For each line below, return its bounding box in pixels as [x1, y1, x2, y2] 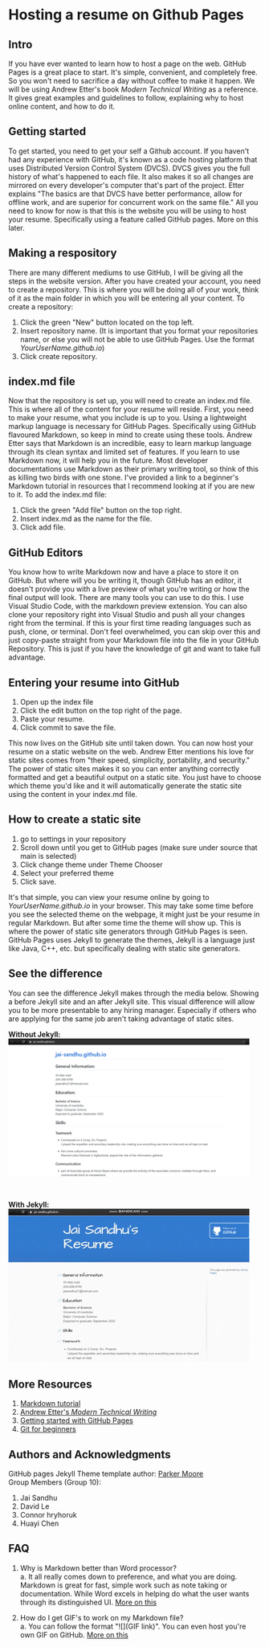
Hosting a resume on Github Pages [8, 6, 245, 24]
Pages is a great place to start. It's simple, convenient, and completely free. [8, 67, 259, 77]
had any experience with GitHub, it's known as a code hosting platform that [8, 154, 258, 164]
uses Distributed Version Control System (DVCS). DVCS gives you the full [8, 163, 251, 173]
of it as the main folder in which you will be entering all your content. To [8, 293, 245, 303]
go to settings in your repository [19, 834, 126, 844]
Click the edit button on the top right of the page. [19, 705, 182, 716]
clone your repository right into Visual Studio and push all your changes [8, 610, 246, 619]
